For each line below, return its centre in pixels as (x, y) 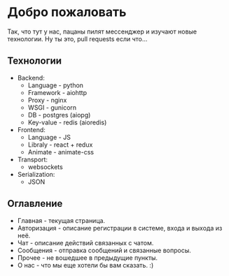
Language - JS (49, 137)
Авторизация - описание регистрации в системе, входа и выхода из (120, 228)
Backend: (31, 78)
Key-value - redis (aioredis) (67, 122)
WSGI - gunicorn (52, 107)
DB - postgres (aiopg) (59, 115)
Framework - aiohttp (57, 92)
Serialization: (36, 174)
